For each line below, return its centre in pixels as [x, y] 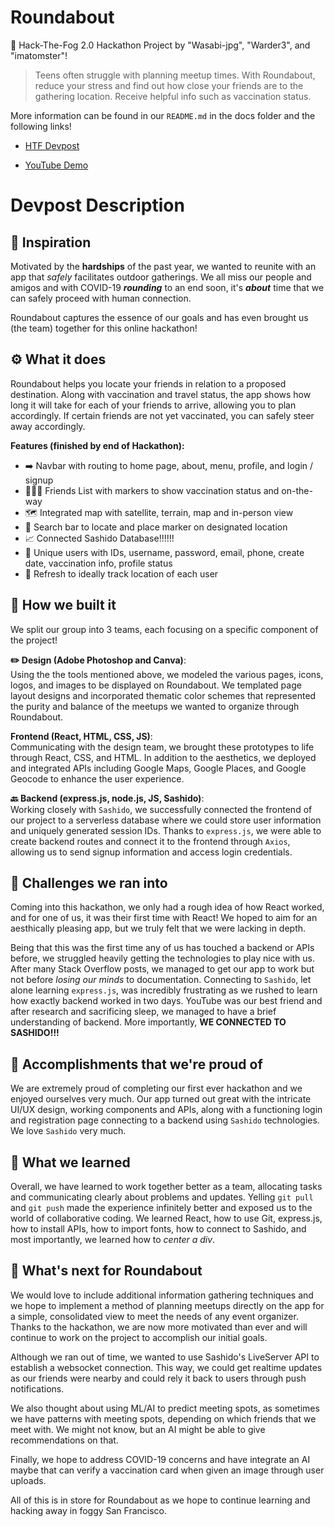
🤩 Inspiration [51, 242]
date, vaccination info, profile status [98, 563]
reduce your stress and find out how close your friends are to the [169, 85]
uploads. [28, 1480]
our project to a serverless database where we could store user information [166, 820]
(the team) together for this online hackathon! [104, 328]
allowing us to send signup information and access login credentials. [151, 852]
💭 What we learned [70, 1162]
